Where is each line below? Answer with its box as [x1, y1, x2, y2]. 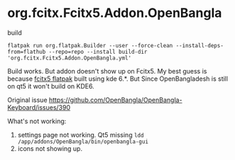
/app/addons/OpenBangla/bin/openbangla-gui [17, 138, 149, 145]
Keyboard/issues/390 [7, 103, 71, 111]
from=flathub [7, 48, 46, 55]
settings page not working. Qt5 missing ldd [17, 130, 144, 139]
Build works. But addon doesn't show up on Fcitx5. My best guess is [7, 67, 207, 75]
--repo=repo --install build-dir [48, 48, 148, 55]
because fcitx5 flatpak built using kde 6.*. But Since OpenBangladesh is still [7, 74, 229, 83]
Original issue [7, 96, 48, 104]
